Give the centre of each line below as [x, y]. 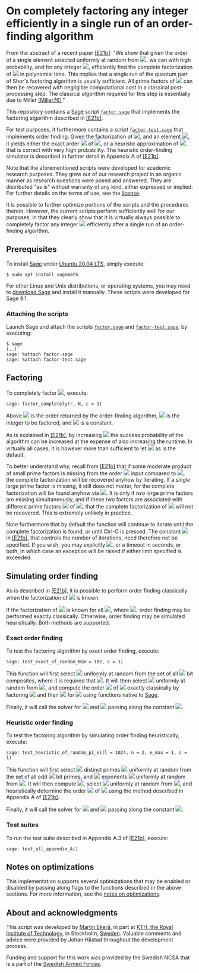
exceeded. [19, 557]
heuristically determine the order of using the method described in [95, 791]
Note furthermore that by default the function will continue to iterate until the [100, 524]
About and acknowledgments [62, 913]
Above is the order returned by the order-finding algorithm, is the [93, 416]
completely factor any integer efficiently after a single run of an [87, 224]
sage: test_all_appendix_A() [42, 849]
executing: [19, 333]
